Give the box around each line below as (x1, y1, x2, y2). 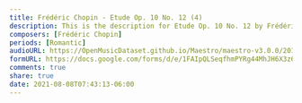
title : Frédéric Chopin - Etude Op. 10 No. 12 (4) (9, 13, 203, 22)
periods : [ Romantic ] (9, 38, 87, 47)
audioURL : (9, 47, 47, 56)
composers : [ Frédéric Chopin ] (9, 30, 123, 39)
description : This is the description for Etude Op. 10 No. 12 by (9, 21, 263, 30)
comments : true (9, 64, 67, 73)
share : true (9, 72, 54, 81)
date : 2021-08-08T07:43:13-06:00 (9, 80, 135, 89)
